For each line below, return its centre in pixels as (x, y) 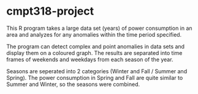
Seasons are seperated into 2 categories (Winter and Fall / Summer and (97, 71)
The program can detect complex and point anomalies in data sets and (96, 46)
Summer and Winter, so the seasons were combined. (73, 84)
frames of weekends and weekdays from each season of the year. (90, 59)
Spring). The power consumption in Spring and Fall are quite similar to (95, 78)
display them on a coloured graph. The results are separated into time (94, 52)
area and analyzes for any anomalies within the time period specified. (94, 34)
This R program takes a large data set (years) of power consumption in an (99, 28)
